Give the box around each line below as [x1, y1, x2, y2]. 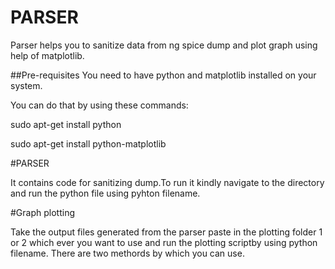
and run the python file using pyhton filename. [10, 187, 201, 199]
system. [10, 79, 43, 91]
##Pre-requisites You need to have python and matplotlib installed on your [10, 69, 317, 81]
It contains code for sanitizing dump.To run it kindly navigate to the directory [10, 176, 325, 188]
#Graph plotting [10, 206, 75, 218]
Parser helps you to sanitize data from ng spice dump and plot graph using [10, 39, 318, 51]
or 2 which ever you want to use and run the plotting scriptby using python [10, 236, 318, 248]
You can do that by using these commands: [10, 99, 189, 111]
